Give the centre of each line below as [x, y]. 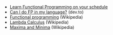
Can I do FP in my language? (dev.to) [47, 12]
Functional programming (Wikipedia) [46, 17]
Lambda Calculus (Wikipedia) [39, 22]
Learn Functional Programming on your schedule [59, 7]
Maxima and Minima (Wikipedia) [42, 27]
